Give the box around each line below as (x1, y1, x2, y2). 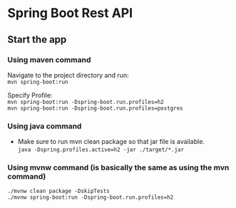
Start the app (7, 33, 67, 46)
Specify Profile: (7, 90, 53, 99)
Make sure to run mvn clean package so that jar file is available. (17, 137, 205, 146)
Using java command (7, 121, 82, 131)
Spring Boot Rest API (7, 5, 133, 21)
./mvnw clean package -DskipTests (7, 187, 111, 195)
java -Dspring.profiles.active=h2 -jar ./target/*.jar (17, 146, 185, 154)
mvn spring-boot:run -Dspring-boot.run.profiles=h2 (7, 98, 164, 105)
